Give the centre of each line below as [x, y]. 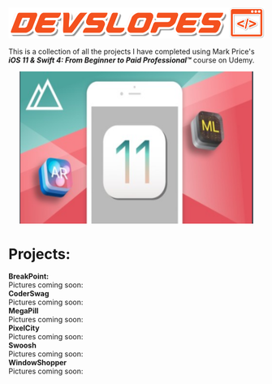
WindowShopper [38, 363]
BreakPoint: [29, 276]
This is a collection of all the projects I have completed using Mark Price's [132, 52]
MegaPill [24, 311]
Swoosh [22, 345]
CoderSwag [29, 294]
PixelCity [24, 328]
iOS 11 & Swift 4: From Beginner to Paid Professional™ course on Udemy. [132, 60]
